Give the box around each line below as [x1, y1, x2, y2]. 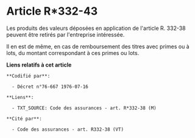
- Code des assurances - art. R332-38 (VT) [12, 126, 124, 133]
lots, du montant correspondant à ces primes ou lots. [6, 49, 140, 56]
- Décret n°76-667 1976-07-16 [12, 84, 88, 90]
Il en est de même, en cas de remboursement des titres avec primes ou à [6, 43, 190, 50]
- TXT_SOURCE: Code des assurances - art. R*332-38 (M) [12, 105, 157, 111]
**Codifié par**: [6, 73, 51, 79]
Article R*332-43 [6, 4, 98, 18]
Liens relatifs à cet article [6, 61, 72, 68]
